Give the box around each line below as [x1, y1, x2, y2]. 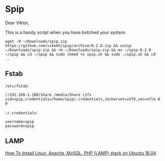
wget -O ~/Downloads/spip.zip [5, 39, 68, 44]
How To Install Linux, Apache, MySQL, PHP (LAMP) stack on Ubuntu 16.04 [5, 150, 157, 156]
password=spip [5, 123, 35, 128]
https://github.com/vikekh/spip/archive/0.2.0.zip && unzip [5, 43, 132, 48]
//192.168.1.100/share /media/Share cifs [5, 92, 92, 97]
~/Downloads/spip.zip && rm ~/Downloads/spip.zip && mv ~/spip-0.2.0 [5, 47, 152, 52]
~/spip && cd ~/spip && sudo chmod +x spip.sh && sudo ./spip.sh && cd [5, 52, 156, 57]
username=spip [5, 119, 35, 124]
